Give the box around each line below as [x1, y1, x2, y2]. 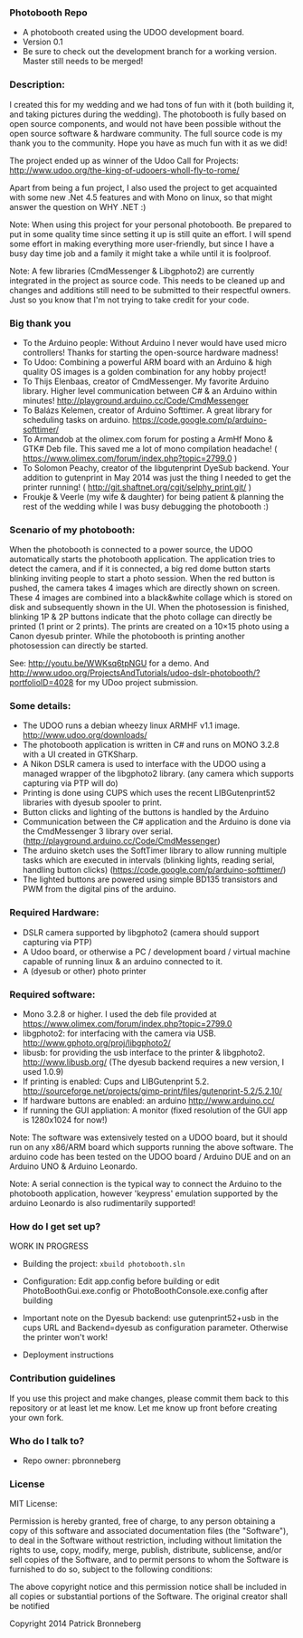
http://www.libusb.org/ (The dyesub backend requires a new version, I [22, 1057, 285, 1068]
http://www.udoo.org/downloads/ [22, 730, 147, 741]
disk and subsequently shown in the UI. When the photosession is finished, [9, 602, 289, 613]
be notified [9, 1601, 50, 1612]
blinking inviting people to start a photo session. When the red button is [9, 573, 276, 584]
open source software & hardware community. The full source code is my [9, 128, 283, 139]
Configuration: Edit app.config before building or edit [22, 1276, 220, 1287]
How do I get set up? [9, 1221, 101, 1232]
